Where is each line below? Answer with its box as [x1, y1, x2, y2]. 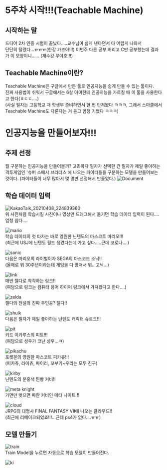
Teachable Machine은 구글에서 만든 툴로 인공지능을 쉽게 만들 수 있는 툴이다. [5, 83, 155, 89]
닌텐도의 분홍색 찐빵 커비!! [5, 376, 56, 382]
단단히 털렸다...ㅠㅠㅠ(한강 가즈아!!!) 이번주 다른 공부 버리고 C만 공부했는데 [5, 46, 150, 52]
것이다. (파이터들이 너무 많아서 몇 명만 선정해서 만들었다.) [5, 175, 116, 181]
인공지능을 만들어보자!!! [5, 127, 97, 138]
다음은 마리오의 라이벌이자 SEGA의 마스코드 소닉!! [5, 255, 102, 261]
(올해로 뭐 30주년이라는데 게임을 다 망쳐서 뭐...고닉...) [5, 261, 110, 267]
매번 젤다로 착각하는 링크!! [5, 277, 56, 283]
